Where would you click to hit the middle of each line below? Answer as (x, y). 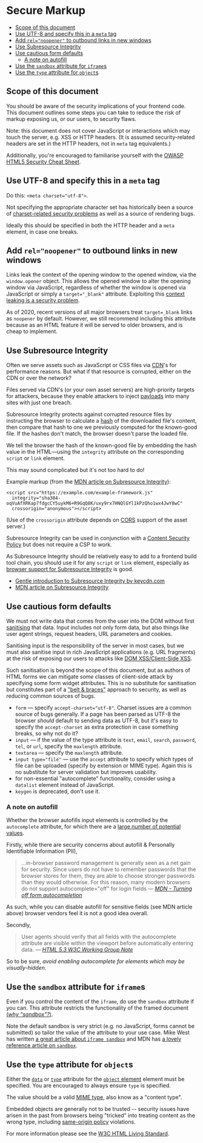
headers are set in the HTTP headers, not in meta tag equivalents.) (88, 144)
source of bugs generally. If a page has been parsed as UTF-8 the (98, 714)
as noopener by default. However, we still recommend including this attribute (101, 319)
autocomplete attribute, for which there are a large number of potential (94, 827)
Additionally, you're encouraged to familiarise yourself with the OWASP (95, 155)
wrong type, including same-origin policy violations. (71, 1122)
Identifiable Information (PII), (42, 851)
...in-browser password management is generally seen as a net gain (106, 863)
